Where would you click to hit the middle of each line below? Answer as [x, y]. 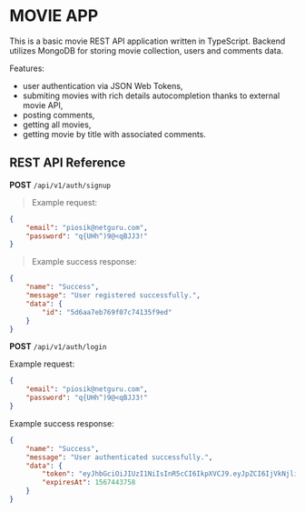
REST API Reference [68, 163]
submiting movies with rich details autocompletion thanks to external [151, 95]
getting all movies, [57, 125]
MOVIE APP [54, 16]
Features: [27, 68]
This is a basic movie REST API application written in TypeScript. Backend [148, 41]
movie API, [43, 105]
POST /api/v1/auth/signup [60, 185]
